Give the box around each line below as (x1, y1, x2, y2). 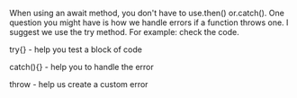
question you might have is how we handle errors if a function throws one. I (9, 17, 289, 28)
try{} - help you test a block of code (9, 44, 142, 55)
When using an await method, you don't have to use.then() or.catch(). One (9, 8, 285, 18)
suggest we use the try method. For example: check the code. (9, 27, 240, 37)
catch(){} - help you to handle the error (9, 62, 155, 72)
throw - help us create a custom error (9, 79, 148, 89)
